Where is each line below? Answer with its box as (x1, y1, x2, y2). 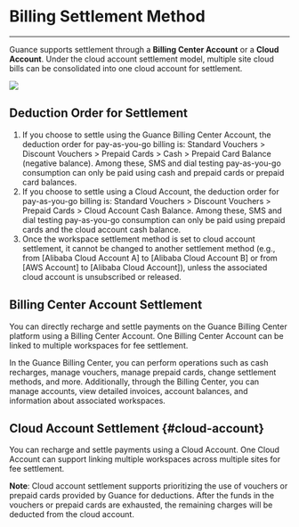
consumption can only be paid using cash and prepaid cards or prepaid (21, 167, 285, 177)
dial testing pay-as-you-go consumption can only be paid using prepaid (21, 214, 286, 225)
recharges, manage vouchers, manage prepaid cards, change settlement (9, 366, 277, 377)
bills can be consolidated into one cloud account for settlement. (9, 62, 243, 73)
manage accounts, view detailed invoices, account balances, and (9, 385, 248, 396)
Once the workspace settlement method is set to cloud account (21, 234, 255, 244)
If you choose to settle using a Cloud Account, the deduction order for (21, 185, 279, 197)
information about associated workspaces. (9, 395, 166, 406)
